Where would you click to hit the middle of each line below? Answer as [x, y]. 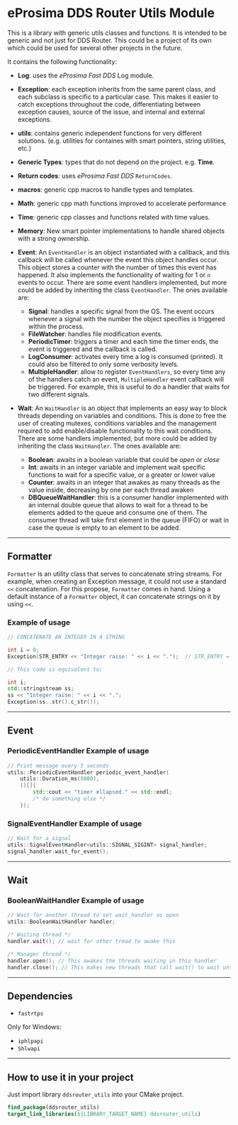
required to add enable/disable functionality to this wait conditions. [115, 431]
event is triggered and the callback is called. [92, 349]
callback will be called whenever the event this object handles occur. [118, 259]
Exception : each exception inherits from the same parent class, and [117, 89]
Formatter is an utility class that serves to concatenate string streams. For [115, 574]
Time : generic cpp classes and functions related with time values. [114, 217]
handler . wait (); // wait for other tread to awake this [91, 942]
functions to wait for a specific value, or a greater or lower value [122, 475]
